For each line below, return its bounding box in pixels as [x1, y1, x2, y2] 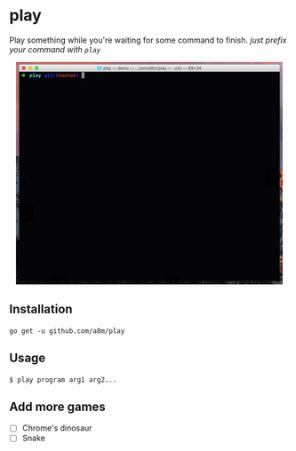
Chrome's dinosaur [21, 423, 92, 433]
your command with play [9, 44, 101, 54]
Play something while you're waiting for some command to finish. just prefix [9, 35, 287, 45]
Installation [9, 302, 73, 317]
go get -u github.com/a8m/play [9, 326, 125, 336]
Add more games [9, 399, 107, 414]
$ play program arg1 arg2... [9, 375, 117, 384]
